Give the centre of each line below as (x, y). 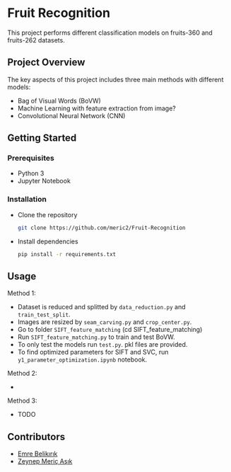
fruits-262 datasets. (36, 40)
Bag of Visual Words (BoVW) (59, 100)
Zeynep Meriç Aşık (45, 461)
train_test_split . (44, 315)
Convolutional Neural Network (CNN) (71, 115)
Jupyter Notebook (44, 181)
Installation (27, 200)
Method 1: (22, 293)
